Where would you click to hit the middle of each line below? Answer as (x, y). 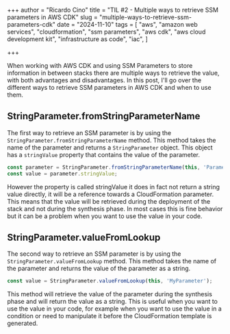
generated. (23, 323)
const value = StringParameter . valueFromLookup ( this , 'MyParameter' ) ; (110, 281)
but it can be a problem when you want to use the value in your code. (105, 216)
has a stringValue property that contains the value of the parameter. (104, 154)
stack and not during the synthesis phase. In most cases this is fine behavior (115, 208)
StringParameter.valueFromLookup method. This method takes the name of (112, 261)
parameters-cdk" (31, 24)
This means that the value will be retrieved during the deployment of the (109, 201)
